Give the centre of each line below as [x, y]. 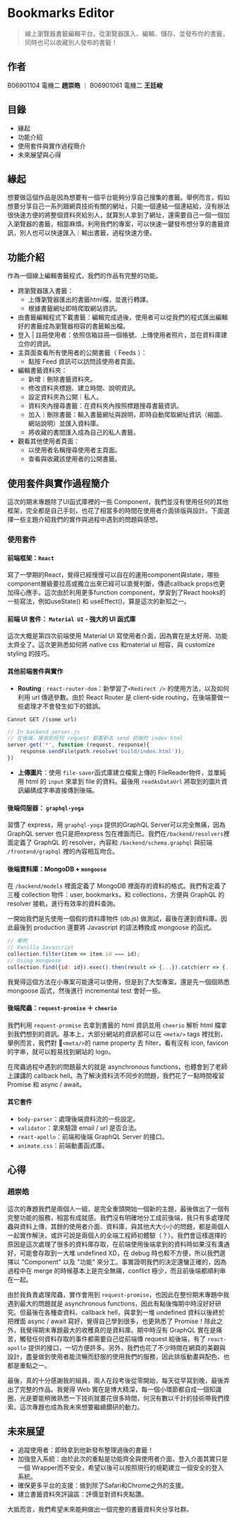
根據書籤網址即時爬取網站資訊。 [74, 309]
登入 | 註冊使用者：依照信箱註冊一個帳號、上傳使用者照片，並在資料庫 [119, 335]
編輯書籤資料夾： [42, 370]
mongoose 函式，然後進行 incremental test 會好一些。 [86, 990]
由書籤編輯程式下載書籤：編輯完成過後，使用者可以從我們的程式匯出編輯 [122, 317]
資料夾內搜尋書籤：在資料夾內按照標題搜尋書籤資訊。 [105, 406]
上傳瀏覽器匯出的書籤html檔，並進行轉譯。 [90, 299]
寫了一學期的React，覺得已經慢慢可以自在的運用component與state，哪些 [114, 575]
